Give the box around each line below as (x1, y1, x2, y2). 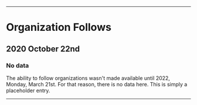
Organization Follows (6, 21, 111, 34)
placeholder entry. (6, 87, 50, 94)
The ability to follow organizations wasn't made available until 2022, (6, 74, 170, 82)
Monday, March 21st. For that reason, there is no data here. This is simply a (6, 80, 188, 87)
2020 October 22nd (6, 44, 80, 54)
